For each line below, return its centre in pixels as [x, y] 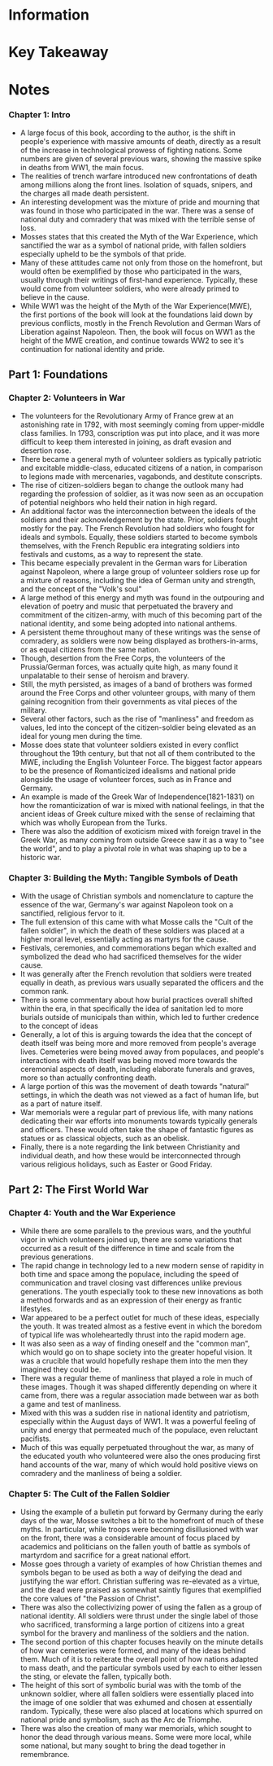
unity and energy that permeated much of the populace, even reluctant [139, 1430]
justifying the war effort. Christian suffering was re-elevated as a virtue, [140, 1581]
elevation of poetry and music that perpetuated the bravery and [127, 606]
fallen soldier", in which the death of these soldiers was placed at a [132, 930]
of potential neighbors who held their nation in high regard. [119, 502]
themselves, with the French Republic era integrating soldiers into [130, 545]
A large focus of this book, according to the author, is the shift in [128, 133]
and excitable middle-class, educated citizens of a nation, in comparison [141, 468]
